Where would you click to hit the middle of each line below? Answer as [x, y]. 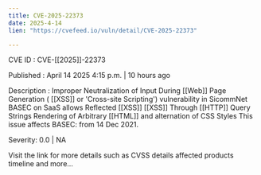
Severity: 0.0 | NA [37, 140]
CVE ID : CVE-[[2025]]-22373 [57, 60]
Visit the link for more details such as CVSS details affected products [121, 155]
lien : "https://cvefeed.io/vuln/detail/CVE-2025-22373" [103, 30]
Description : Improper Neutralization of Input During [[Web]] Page [117, 91]
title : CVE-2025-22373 [46, 16]
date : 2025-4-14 [35, 23]
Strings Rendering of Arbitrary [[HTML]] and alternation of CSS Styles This [130, 116]
